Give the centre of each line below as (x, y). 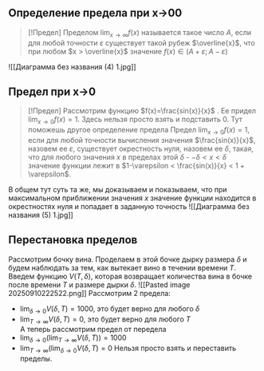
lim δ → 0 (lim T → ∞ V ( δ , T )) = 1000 (73, 339)
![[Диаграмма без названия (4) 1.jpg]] (73, 66)
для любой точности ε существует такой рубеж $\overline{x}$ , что (141, 42)
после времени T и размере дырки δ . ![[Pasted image (99, 284)
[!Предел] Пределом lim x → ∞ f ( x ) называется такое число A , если (140, 33)
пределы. (36, 359)
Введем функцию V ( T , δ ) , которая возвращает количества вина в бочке (130, 276)
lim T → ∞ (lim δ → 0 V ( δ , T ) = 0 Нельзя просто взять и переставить (128, 349)
